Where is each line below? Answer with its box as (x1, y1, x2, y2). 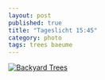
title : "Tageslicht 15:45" (8, 26, 98, 34)
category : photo (8, 33, 62, 42)
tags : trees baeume (8, 41, 73, 49)
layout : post (8, 11, 52, 20)
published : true (8, 19, 62, 27)
